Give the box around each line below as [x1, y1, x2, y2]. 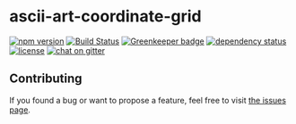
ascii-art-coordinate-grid [9, 6, 202, 27]
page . [9, 104, 31, 115]
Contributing [9, 71, 83, 87]
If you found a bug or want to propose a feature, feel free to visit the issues [9, 95, 287, 105]
